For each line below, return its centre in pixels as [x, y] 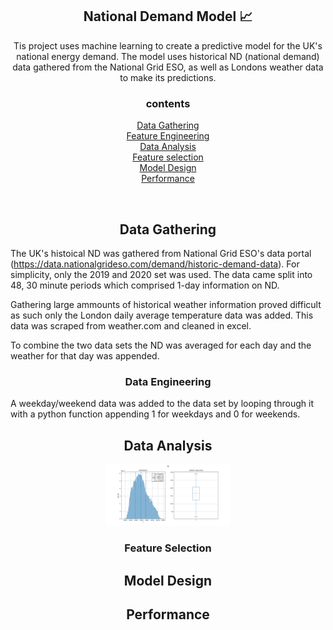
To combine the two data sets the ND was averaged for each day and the [161, 345]
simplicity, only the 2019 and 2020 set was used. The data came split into [161, 274]
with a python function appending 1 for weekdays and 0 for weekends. [155, 414]
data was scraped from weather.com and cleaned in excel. [131, 325]
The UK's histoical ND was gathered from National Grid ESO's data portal [161, 253]
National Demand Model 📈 [168, 16]
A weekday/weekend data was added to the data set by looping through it [162, 404]
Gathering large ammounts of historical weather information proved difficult [166, 304]
